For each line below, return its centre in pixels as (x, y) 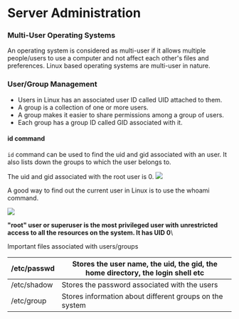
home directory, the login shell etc (145, 273)
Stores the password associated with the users (140, 284)
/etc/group (29, 301)
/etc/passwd (33, 268)
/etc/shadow (32, 284)
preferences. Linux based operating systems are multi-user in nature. (109, 66)
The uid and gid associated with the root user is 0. (81, 176)
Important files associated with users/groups (73, 246)
